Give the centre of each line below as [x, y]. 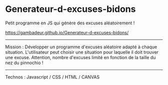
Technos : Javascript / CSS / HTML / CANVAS [52, 77]
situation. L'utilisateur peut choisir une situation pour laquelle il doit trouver [82, 52]
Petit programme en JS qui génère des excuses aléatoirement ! [70, 23]
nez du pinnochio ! [24, 63]
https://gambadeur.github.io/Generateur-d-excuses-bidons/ [67, 32]
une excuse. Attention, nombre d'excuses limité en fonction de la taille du [80, 57]
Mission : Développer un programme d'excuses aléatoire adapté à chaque [81, 47]
